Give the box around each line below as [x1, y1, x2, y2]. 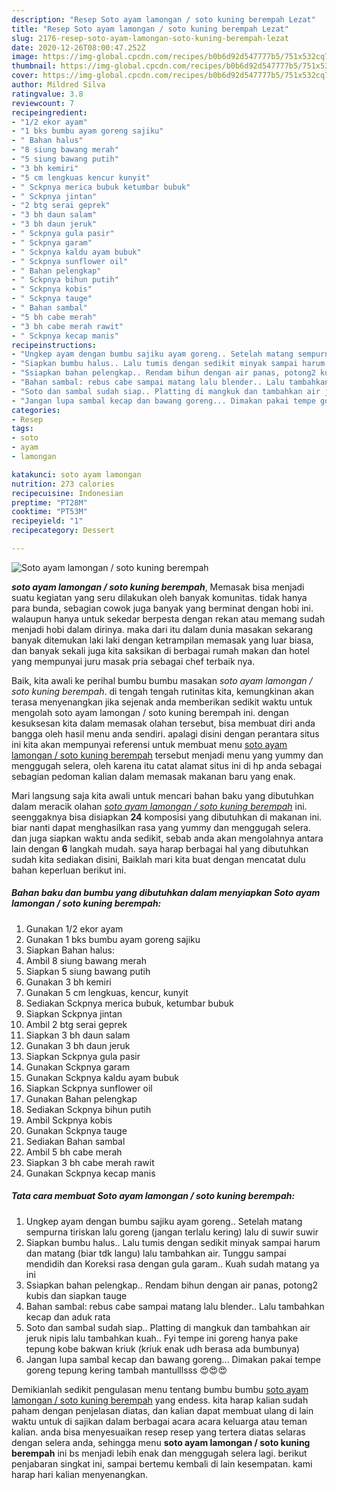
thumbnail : [11, 61, 57, 71]
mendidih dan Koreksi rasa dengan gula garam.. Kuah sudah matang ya [25, 1257, 320, 1270]
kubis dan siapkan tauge [25, 1289, 128, 1301]
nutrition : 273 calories [11, 479, 115, 489]
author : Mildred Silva [11, 80, 106, 90]
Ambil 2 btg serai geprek [25, 1018, 128, 1030]
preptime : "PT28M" [11, 497, 88, 508]
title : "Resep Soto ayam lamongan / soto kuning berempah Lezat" [11, 24, 289, 34]
